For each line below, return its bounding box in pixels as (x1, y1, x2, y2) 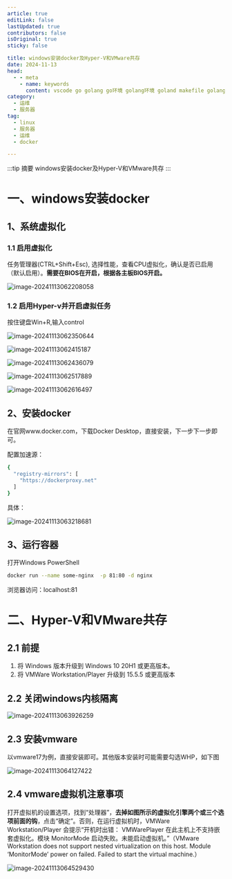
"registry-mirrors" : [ (13, 471, 79, 478)
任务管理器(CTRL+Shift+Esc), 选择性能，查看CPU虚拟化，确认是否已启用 (7, 260, 213, 268)
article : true (7, 10, 48, 17)
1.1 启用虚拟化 (7, 243, 52, 252)
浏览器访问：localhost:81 (7, 586, 78, 594)
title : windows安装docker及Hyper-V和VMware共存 (7, 55, 140, 62)
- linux (13, 119, 36, 126)
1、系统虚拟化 (7, 221, 66, 232)
